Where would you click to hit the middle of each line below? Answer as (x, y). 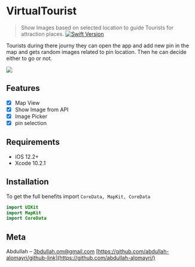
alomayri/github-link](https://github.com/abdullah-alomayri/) (81, 258)
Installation (28, 182)
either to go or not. (29, 58)
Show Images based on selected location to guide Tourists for (97, 28)
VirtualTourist (42, 11)
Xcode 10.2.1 (30, 163)
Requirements (33, 142)
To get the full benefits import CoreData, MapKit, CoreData (78, 196)
